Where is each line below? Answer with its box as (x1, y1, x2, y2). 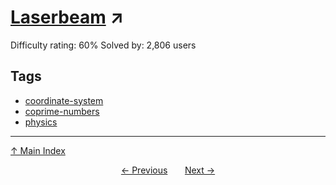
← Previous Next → (120, 164, 216, 176)
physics (24, 116, 58, 128)
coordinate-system (24, 94, 104, 106)
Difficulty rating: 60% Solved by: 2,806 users (10, 39, 197, 51)
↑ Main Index (10, 144, 66, 156)
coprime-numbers (24, 105, 100, 117)
